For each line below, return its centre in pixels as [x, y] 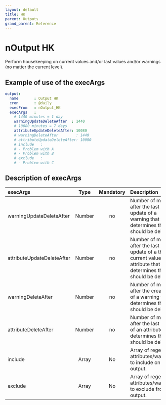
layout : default [22, 10]
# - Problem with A [34, 149]
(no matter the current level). [34, 67]
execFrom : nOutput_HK [35, 108]
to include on [145, 362]
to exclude [142, 389]
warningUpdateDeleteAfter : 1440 [49, 122]
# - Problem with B [34, 154]
